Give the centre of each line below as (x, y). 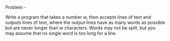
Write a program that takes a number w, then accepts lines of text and (78, 17)
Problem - (16, 7)
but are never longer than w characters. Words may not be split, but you (80, 28)
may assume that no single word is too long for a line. (61, 33)
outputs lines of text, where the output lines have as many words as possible (85, 23)
